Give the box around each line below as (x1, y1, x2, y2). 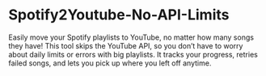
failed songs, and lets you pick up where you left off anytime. (8, 58, 212, 68)
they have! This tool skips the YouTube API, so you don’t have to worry (8, 40, 243, 50)
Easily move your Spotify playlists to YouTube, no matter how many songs (8, 32, 255, 42)
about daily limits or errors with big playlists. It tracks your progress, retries (8, 49, 259, 59)
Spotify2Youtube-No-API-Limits (8, 6, 230, 24)
